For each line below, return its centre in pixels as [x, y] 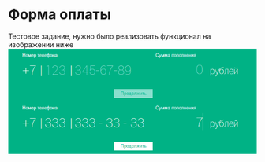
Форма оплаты [60, 15]
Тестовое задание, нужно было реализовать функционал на [110, 36]
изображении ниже [41, 44]
